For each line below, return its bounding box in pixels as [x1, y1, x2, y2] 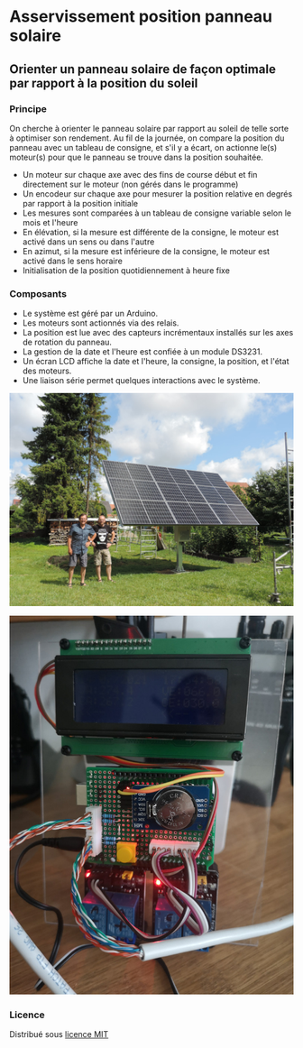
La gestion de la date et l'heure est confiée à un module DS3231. [22, 346, 263, 357]
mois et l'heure [22, 216, 78, 227]
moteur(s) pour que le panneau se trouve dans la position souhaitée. [9, 152, 264, 162]
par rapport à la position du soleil [9, 75, 198, 91]
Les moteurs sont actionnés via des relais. [22, 317, 179, 328]
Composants [9, 287, 68, 299]
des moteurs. [22, 365, 72, 376]
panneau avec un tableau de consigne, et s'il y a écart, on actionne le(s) [9, 142, 278, 152]
